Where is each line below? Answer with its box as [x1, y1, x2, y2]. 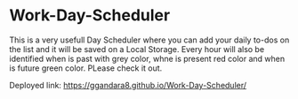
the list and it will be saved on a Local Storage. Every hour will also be [9, 43, 265, 54]
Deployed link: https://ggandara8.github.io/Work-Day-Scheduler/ [9, 80, 247, 90]
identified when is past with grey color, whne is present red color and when [9, 53, 286, 64]
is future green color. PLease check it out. [9, 63, 163, 73]
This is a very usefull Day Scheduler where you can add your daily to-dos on [9, 34, 290, 45]
